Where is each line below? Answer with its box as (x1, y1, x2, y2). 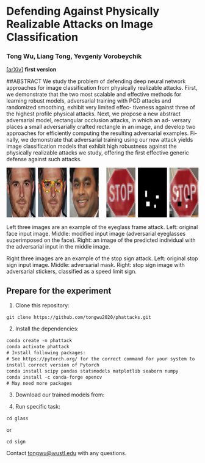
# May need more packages (6, 381, 72, 387)
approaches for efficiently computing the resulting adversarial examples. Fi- (6, 129, 198, 137)
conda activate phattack (6, 344, 70, 350)
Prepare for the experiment (6, 285, 112, 296)
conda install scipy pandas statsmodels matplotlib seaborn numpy (6, 368, 179, 374)
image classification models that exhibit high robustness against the (6, 142, 177, 150)
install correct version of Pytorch (6, 362, 99, 368)
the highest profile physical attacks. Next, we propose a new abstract (6, 110, 181, 117)
